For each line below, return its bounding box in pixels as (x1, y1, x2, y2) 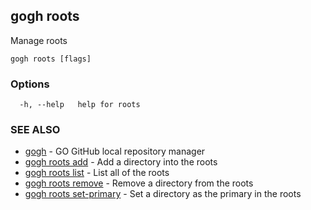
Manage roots (10, 34, 68, 46)
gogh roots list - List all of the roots (24, 167, 170, 179)
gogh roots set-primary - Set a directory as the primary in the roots (24, 188, 302, 200)
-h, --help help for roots (19, 100, 141, 110)
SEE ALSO (10, 123, 61, 137)
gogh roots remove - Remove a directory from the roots (24, 177, 254, 189)
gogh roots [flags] (10, 54, 92, 64)
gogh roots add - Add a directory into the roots (24, 156, 218, 168)
